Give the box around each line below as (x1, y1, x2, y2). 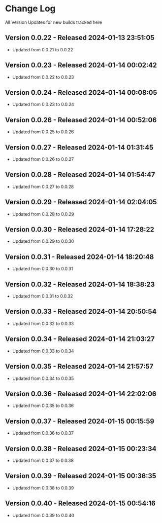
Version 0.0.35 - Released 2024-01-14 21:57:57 (5, 362, 154, 371)
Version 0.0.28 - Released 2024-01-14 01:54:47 (5, 171, 155, 179)
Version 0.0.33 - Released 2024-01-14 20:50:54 (5, 307, 157, 316)
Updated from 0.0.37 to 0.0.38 (12, 457, 74, 463)
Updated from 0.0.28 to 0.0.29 (12, 211, 74, 217)
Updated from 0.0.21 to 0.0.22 (12, 46, 73, 52)
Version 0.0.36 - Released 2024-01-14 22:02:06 (5, 389, 157, 398)
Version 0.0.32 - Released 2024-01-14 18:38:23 (5, 280, 155, 289)
